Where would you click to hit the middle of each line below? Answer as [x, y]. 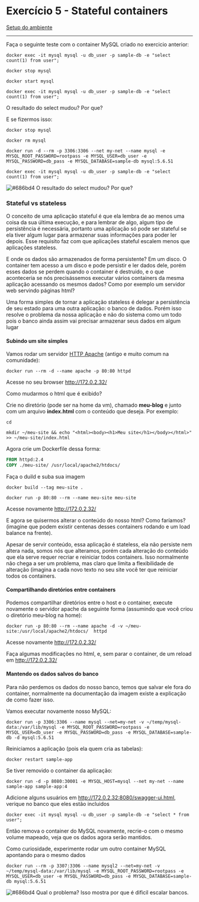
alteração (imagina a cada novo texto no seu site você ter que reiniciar [92, 570]
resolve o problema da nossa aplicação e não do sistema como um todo [94, 315]
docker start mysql [30, 81]
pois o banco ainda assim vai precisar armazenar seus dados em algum [94, 321]
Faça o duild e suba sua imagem [46, 477]
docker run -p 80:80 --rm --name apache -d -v [65, 626]
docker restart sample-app [39, 759]
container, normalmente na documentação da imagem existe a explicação [96, 693]
